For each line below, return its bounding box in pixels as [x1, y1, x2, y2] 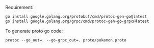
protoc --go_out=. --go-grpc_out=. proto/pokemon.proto [5, 37, 126, 42]
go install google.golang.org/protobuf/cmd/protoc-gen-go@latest [5, 14, 147, 19]
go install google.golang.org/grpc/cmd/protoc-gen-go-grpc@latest [5, 19, 149, 24]
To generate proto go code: [5, 28, 63, 34]
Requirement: [5, 5, 34, 10]
